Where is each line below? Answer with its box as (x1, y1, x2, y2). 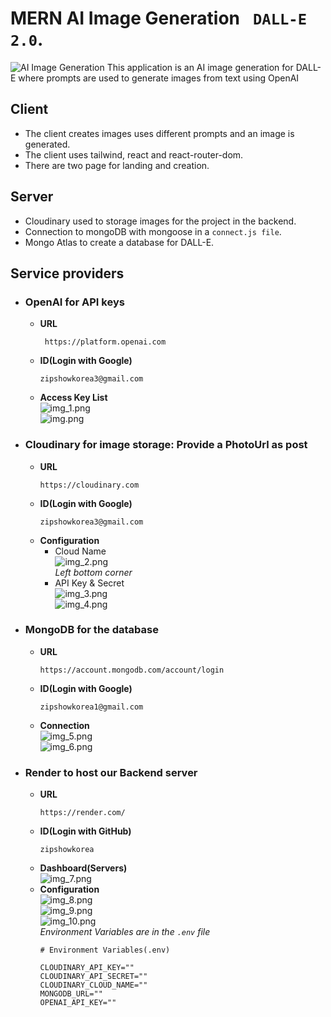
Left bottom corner (54, 566, 133, 578)
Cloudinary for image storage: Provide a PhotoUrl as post (24, 438, 308, 452)
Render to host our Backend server (24, 765, 198, 779)
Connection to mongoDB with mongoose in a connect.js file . (24, 225, 282, 237)
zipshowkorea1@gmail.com (39, 702, 144, 712)
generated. (24, 138, 71, 150)
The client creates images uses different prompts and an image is (24, 127, 295, 139)
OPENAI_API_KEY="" (39, 998, 117, 1008)
